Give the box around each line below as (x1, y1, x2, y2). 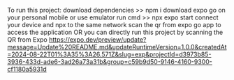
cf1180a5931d (7, 65, 47, 73)
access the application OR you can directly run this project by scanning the (7, 28, 224, 36)
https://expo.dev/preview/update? (48, 35, 147, 44)
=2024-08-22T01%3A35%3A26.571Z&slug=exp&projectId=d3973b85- (7, 50, 212, 58)
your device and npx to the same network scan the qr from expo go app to (7, 21, 221, 29)
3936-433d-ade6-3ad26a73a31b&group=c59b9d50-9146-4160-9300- (7, 58, 213, 65)
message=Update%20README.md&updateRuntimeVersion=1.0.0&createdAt (7, 43, 227, 51)
